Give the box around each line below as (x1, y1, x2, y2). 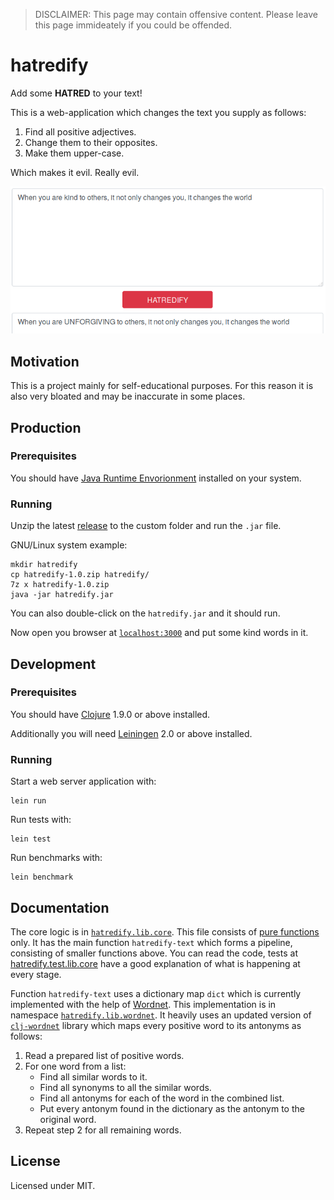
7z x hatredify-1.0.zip (10, 580, 110, 590)
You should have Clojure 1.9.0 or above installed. (10, 708, 211, 720)
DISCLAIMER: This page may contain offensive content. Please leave (34, 9, 318, 20)
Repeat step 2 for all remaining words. (24, 1124, 182, 1136)
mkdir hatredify (10, 560, 78, 570)
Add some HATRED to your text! (10, 87, 143, 99)
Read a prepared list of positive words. (24, 1049, 185, 1061)
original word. (39, 1113, 97, 1125)
